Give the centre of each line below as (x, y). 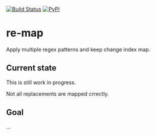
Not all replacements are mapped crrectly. (58, 94)
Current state (31, 68)
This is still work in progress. (41, 82)
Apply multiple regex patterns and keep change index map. (78, 49)
